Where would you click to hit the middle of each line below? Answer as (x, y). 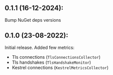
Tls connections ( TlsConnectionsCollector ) (56, 57)
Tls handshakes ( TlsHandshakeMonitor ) (52, 62)
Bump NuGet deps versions (33, 20)
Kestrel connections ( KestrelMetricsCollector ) (60, 67)
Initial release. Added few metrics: (40, 47)
